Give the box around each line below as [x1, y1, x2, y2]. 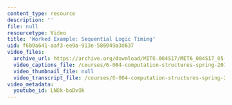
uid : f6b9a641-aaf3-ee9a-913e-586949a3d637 [7, 42, 135, 49]
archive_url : [13, 55, 51, 62]
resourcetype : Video [7, 29, 67, 37]
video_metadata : [7, 81, 54, 88]
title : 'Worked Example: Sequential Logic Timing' [7, 36, 156, 43]
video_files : [7, 49, 45, 56]
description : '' [7, 17, 54, 23]
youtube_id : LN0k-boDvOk [13, 87, 85, 94]
